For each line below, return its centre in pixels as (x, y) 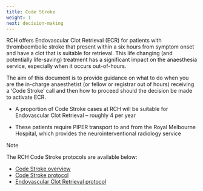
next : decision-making (35, 23)
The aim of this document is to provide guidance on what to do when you (98, 78)
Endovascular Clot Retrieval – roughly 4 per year (75, 115)
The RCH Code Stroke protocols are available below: (72, 157)
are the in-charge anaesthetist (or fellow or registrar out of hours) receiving (100, 84)
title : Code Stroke (31, 12)
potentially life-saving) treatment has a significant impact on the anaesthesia (102, 60)
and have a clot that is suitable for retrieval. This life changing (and (89, 53)
